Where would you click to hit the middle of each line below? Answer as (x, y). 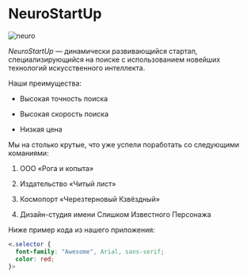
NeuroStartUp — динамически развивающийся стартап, (103, 51)
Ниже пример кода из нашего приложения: (82, 230)
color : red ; (35, 259)
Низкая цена (41, 129)
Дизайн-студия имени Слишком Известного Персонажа (115, 214)
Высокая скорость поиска (64, 114)
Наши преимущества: (45, 83)
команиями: (28, 153)
